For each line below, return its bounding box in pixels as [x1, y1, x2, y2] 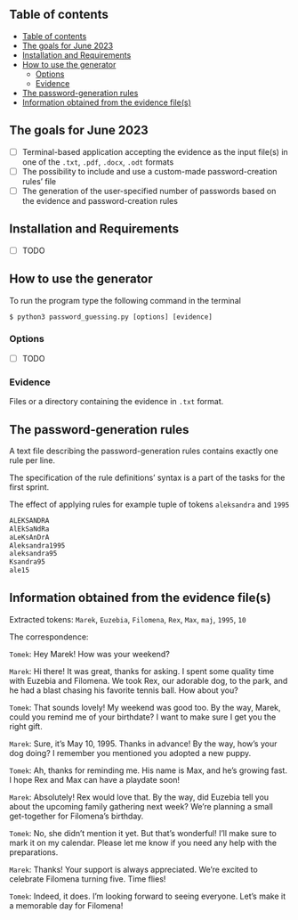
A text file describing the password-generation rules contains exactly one [9, 445, 278, 456]
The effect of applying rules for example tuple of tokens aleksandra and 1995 [9, 499, 290, 509]
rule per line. [9, 454, 56, 466]
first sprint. [9, 481, 50, 493]
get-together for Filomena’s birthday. [9, 810, 144, 821]
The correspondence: [9, 631, 89, 642]
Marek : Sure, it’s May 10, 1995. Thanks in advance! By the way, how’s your [9, 738, 278, 749]
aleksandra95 [9, 550, 58, 558]
